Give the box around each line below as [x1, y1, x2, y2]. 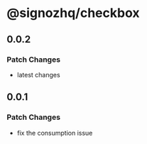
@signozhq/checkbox [6, 5, 140, 21]
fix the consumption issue [16, 128, 93, 137]
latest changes [16, 70, 61, 79]
